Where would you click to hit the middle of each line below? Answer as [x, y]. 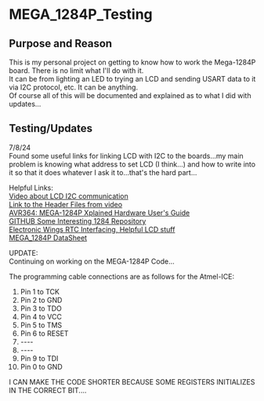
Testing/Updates [51, 128]
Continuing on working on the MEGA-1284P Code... [92, 261]
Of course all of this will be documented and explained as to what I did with [130, 95]
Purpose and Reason [61, 44]
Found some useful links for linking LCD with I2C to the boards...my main [126, 155]
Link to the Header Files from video [66, 204]
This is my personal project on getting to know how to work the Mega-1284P [132, 62]
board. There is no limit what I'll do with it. [76, 71]
